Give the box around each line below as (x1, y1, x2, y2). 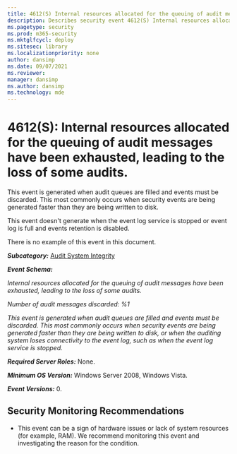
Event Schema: (7, 265, 53, 274)
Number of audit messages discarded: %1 (7, 300, 130, 309)
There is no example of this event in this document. (7, 238, 157, 246)
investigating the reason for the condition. (17, 438, 140, 447)
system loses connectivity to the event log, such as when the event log (7, 336, 214, 345)
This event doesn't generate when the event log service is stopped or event (7, 217, 227, 225)
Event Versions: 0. (7, 385, 62, 393)
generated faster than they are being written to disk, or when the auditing (7, 329, 221, 337)
